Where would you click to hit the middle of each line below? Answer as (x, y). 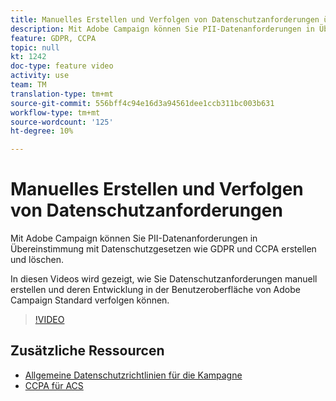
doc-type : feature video (62, 66)
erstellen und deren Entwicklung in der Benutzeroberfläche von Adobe (155, 290)
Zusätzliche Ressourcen (87, 351)
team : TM (28, 85)
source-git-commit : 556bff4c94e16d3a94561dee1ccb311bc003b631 (142, 103)
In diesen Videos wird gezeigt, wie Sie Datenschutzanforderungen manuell (164, 279)
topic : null (35, 47)
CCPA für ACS (54, 385)
